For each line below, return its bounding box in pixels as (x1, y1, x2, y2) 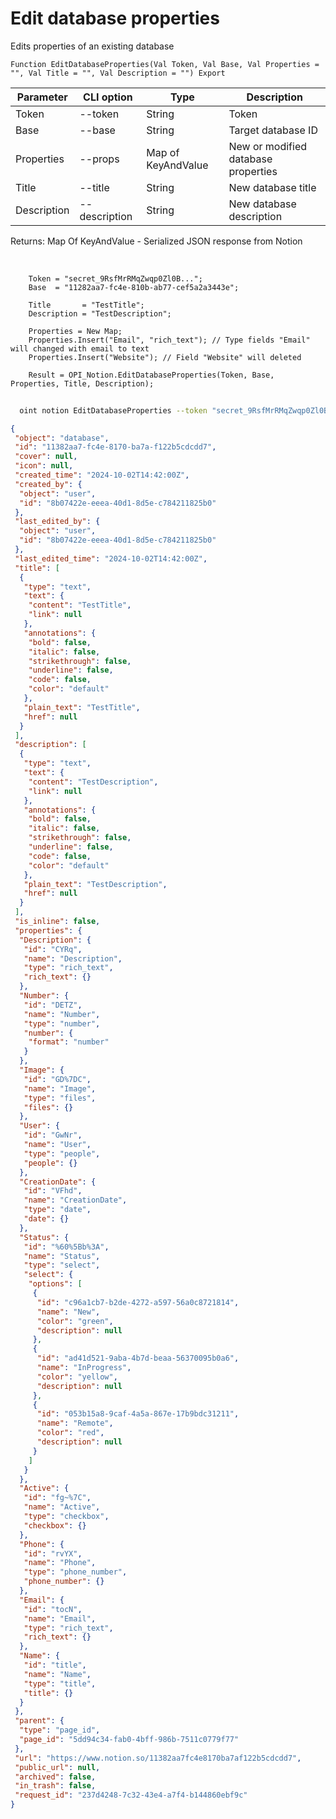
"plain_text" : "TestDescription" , (23, 879, 168, 889)
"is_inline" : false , (14, 917, 101, 927)
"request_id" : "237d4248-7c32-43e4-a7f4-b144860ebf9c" (14, 1790, 248, 1801)
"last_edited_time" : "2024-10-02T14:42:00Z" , (14, 553, 208, 564)
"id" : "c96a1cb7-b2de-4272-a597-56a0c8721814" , (36, 1297, 240, 1307)
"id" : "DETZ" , (23, 1000, 83, 1010)
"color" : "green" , (36, 1316, 114, 1326)
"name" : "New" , (36, 1307, 101, 1317)
